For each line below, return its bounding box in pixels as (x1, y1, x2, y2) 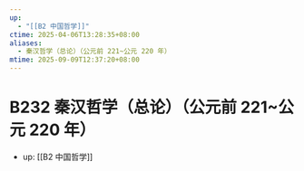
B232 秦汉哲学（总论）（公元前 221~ (9, 97, 279, 118)
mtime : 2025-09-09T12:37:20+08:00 (9, 55, 141, 64)
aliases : (9, 38, 43, 48)
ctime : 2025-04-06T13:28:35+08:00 (9, 30, 141, 39)
